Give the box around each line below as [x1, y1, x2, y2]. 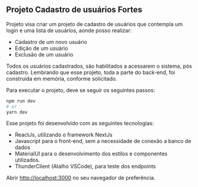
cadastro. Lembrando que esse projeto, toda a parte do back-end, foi [6, 68, 175, 76]
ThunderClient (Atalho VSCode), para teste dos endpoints [14, 163, 156, 170]
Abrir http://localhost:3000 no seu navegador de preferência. [6, 175, 156, 182]
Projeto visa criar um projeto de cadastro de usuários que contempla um [6, 20, 183, 27]
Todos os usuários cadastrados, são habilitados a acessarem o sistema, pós [6, 62, 193, 69]
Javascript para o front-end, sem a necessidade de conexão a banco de [14, 138, 191, 145]
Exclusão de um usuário [14, 50, 74, 58]
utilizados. [14, 157, 40, 164]
